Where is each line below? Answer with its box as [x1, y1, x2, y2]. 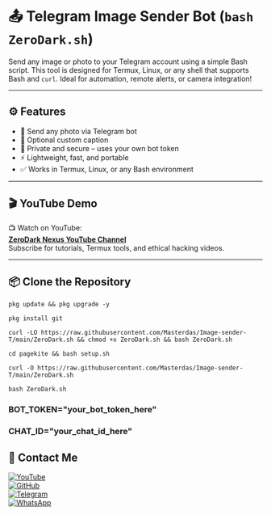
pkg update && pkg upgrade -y [8, 301, 110, 309]
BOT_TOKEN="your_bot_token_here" [8, 404, 157, 416]
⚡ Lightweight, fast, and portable [19, 152, 129, 163]
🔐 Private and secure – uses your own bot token [19, 143, 179, 153]
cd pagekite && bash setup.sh [8, 350, 110, 358]
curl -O [8, 364, 35, 373]
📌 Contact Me [8, 450, 78, 464]
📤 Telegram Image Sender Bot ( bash [8, 7, 254, 26]
